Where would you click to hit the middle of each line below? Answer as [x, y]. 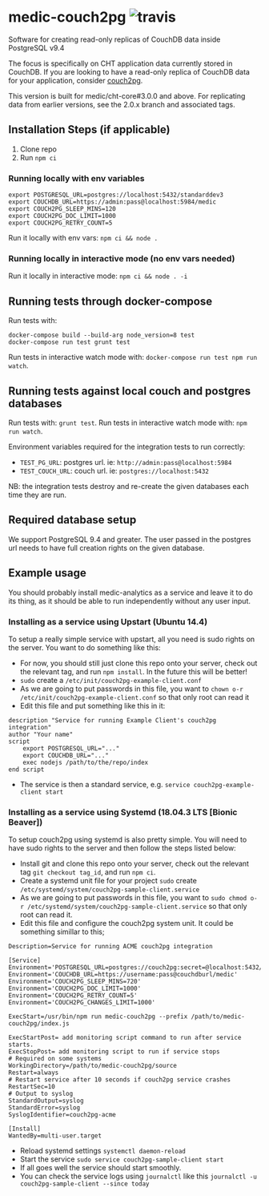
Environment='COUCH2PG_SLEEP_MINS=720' [75, 982]
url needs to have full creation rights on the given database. [106, 547]
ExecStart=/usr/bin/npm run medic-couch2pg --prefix [98, 1017]
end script [26, 770]
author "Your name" [41, 734]
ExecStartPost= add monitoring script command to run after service [125, 1038]
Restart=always [34, 1073]
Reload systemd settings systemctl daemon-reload [103, 1151]
